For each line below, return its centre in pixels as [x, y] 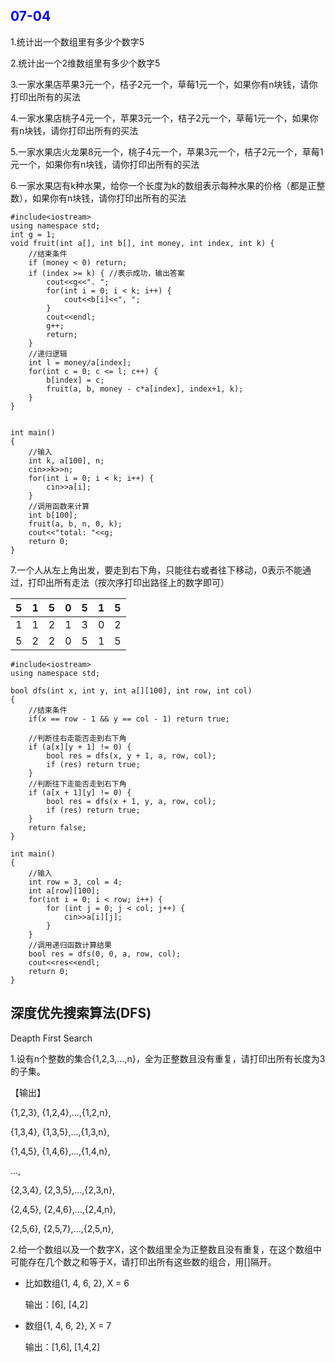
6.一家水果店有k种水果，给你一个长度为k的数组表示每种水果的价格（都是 [159, 185]
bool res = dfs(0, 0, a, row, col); [105, 954]
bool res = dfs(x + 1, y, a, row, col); [131, 801]
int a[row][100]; [64, 890]
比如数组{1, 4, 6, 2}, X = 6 [77, 1283]
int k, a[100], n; [66, 460]
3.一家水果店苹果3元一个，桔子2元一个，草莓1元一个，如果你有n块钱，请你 [164, 84]
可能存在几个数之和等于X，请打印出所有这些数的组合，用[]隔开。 [143, 1261]
